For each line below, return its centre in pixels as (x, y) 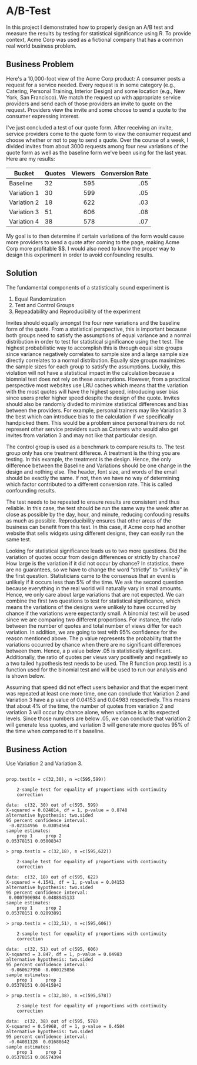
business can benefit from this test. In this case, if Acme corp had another (96, 527)
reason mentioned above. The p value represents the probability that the (94, 638)
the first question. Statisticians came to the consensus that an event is (91, 575)
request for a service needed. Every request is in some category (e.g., (91, 85)
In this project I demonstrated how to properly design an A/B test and (90, 27)
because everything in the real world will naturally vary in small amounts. (94, 588)
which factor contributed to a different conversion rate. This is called (89, 484)
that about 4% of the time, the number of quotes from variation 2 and (90, 706)
